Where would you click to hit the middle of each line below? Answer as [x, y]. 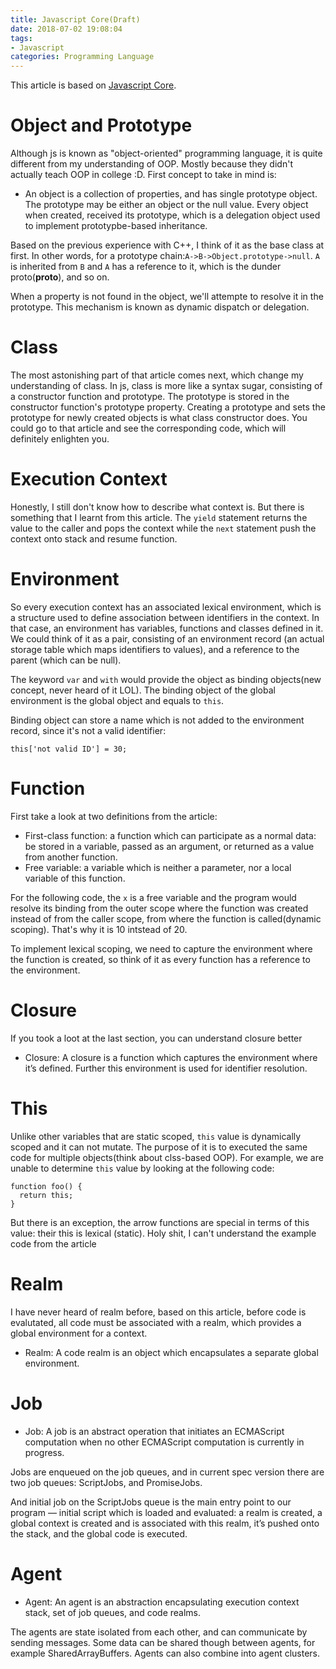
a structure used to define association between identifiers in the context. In [165, 617]
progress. [44, 1452]
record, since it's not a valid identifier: [88, 730]
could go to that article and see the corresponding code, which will [148, 428]
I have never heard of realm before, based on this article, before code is [158, 1312]
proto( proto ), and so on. [60, 277]
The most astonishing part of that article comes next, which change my [157, 375]
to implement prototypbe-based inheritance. [116, 226]
